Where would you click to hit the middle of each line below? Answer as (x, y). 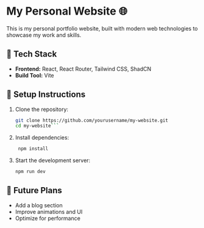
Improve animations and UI (49, 212)
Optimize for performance (48, 218)
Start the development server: (53, 160)
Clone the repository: (42, 109)
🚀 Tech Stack (32, 54)
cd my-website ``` (37, 126)
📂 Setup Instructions (46, 95)
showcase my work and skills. (44, 35)
